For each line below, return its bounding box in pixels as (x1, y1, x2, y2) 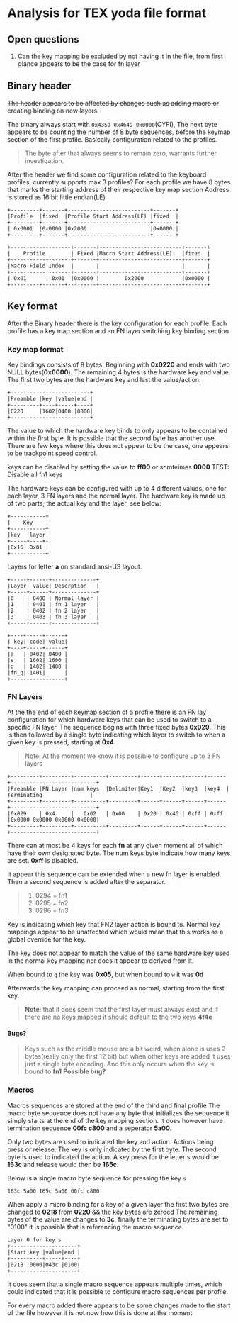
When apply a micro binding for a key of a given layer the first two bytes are (7, 1200, 229, 1208)
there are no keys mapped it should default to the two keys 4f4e (24, 1012, 212, 1022)
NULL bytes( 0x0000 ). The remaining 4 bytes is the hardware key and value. (7, 367, 231, 376)
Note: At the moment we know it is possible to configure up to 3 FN (24, 752, 221, 760)
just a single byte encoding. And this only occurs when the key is (24, 1060, 215, 1068)
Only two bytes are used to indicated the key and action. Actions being (7, 1137, 214, 1146)
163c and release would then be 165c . (7, 1160, 119, 1168)
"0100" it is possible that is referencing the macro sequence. (7, 1222, 184, 1231)
